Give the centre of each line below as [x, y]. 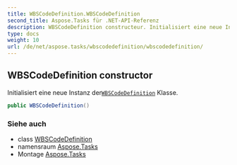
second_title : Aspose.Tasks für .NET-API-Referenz [83, 21]
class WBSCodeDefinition [55, 139]
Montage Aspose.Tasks [51, 154]
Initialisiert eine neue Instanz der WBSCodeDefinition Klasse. [93, 92]
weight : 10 [23, 40]
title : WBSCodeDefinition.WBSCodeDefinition [74, 14]
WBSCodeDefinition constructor [80, 75]
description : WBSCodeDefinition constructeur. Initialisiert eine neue [115, 27]
